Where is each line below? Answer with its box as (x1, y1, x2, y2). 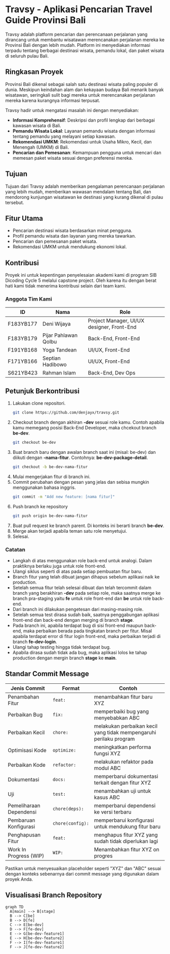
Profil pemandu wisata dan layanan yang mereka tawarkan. (12, 233, 136, 239)
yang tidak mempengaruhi (94, 729, 156, 736)
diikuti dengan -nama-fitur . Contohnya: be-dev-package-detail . (12, 454, 148, 461)
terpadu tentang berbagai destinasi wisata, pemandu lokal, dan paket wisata (5, 47, 164, 53)
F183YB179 (8, 335, 38, 342)
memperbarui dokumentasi (94, 772, 158, 779)
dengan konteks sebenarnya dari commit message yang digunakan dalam (5, 871, 159, 877)
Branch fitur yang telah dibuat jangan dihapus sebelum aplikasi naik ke (12, 573, 160, 580)
